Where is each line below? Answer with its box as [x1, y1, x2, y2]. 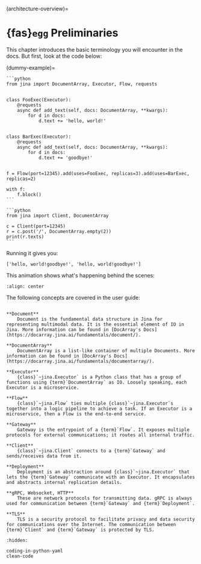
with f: [6, 186, 26, 192]
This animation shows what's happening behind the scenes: [6, 271, 155, 279]
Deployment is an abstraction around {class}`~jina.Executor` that [17, 469, 190, 475]
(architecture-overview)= [6, 5, 69, 12]
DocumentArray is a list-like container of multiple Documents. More [17, 347, 196, 354]
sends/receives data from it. [6, 453, 82, 459]
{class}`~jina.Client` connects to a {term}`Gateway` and [17, 448, 165, 454]
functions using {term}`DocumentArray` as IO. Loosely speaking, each [6, 379, 187, 385]
